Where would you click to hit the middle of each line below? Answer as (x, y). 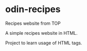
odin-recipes (33, 9)
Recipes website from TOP (33, 23)
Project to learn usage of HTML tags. (44, 43)
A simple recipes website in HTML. (41, 33)
